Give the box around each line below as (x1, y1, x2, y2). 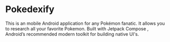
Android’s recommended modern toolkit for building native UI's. (5, 31, 139, 37)
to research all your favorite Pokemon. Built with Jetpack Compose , (5, 25, 149, 31)
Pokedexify (5, 4, 55, 15)
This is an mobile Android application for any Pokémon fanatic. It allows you (5, 20, 165, 26)
